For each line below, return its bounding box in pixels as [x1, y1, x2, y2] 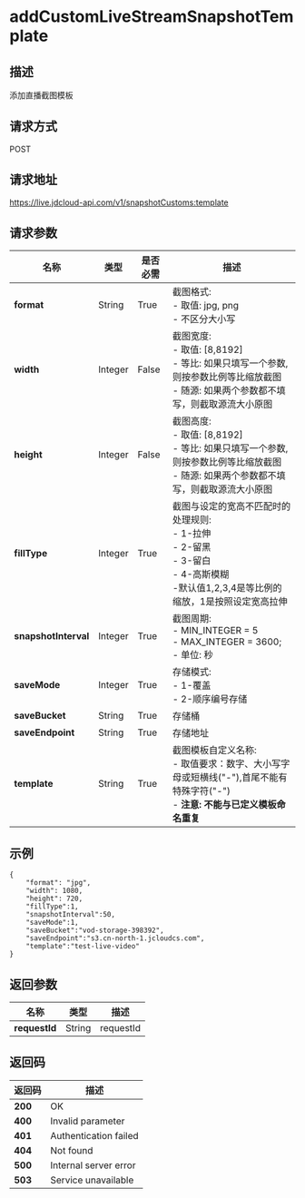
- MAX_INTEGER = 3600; [172, 635, 282, 648]
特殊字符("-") [172, 785, 231, 798]
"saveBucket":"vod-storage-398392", [25, 926, 165, 936]
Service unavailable [50, 1173, 134, 1186]
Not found [50, 1144, 93, 1156]
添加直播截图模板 [9, 90, 74, 101]
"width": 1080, [25, 887, 84, 896]
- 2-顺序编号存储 [172, 692, 248, 705]
